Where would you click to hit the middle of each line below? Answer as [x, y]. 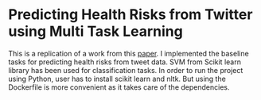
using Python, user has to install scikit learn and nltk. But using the [117, 79]
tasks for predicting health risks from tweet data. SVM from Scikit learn [125, 62]
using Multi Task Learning [95, 31]
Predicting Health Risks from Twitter [130, 15]
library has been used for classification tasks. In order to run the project [126, 70]
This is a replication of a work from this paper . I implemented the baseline [129, 53]
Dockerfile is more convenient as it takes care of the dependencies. [119, 87]
